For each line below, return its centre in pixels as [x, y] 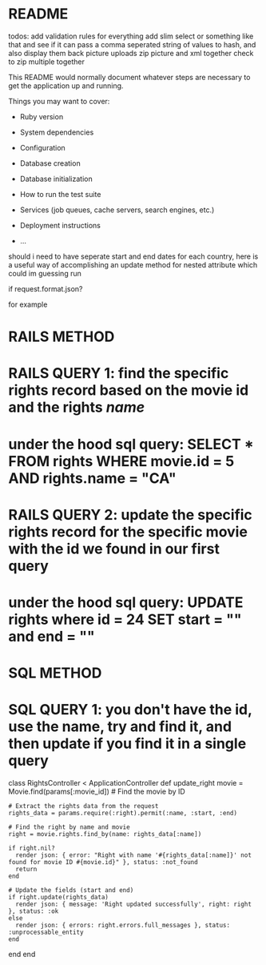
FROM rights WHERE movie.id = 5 [121, 461]
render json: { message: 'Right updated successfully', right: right [133, 904]
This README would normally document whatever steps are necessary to [129, 77]
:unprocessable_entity [46, 932]
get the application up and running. [66, 86]
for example [28, 304]
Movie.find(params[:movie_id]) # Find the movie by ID [97, 791]
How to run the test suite [60, 194]
